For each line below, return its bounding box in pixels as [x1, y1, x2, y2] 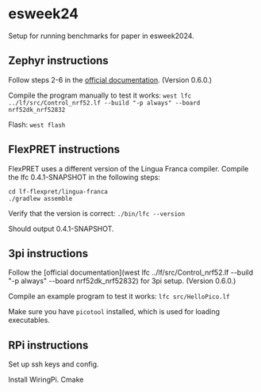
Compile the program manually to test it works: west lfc [8, 90, 192, 100]
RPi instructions [8, 338, 89, 352]
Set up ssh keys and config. [8, 359, 99, 369]
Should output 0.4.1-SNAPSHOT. [8, 224, 114, 233]
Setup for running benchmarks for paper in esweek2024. [8, 31, 194, 40]
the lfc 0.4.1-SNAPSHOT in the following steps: [8, 172, 161, 182]
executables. [8, 315, 50, 325]
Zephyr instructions [8, 54, 109, 67]
